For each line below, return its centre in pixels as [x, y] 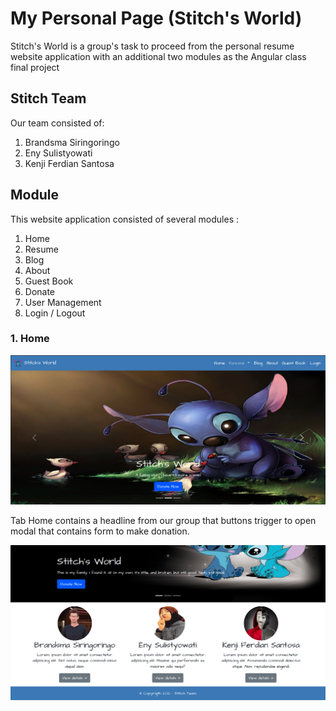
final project [35, 67]
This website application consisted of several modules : [125, 219]
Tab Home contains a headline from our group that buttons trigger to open [163, 520]
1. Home [30, 339]
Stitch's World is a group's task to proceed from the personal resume [152, 46]
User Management [63, 302]
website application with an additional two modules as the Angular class [158, 56]
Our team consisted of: [57, 123]
